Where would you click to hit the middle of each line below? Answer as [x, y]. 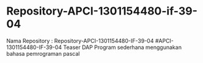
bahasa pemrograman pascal [43, 53]
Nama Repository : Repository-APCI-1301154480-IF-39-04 [80, 41]
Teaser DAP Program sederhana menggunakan [123, 47]
